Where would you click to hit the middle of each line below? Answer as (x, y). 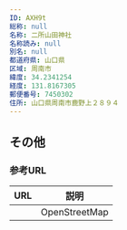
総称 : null (29, 26)
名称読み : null (35, 43)
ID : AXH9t (28, 18)
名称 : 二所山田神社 (41, 35)
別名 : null (29, 52)
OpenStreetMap (74, 213)
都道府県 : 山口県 (37, 60)
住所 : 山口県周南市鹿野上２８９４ (64, 103)
